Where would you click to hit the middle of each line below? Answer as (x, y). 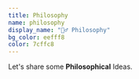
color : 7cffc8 (31, 45)
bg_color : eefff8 (37, 37)
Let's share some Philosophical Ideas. (70, 66)
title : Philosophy (38, 15)
